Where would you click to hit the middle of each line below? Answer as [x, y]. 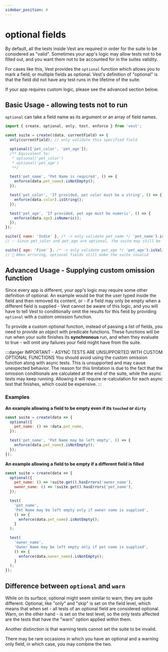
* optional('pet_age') [35, 163]
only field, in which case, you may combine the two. [59, 644]
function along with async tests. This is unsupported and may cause [75, 363]
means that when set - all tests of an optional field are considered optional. [82, 609]
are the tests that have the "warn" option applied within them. [68, 619]
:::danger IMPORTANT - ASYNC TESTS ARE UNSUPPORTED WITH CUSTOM [84, 352]
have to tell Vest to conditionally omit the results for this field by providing [81, 312]
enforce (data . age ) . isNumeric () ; [48, 218]
